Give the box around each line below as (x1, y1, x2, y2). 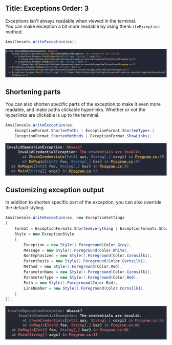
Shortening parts (5, 87, 61, 96)
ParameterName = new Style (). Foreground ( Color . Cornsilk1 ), (24, 269, 153, 275)
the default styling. (5, 205, 45, 211)
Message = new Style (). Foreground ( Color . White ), (24, 248, 130, 253)
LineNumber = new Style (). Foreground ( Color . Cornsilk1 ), (24, 285, 145, 291)
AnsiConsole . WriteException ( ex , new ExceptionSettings (5, 215, 125, 221)
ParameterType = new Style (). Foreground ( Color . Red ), (24, 275, 139, 280)
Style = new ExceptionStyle (14, 231, 74, 237)
